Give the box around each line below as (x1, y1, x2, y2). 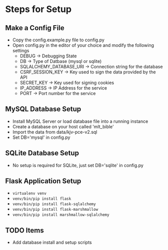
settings (12, 48, 30, 53)
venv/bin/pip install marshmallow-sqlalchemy (12, 212, 109, 217)
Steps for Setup (5, 4, 72, 15)
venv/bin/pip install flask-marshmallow (12, 207, 98, 212)
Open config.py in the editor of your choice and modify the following (12, 42, 154, 48)
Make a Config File (5, 24, 65, 32)
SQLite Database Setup (5, 149, 79, 157)
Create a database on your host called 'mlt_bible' (12, 123, 114, 129)
